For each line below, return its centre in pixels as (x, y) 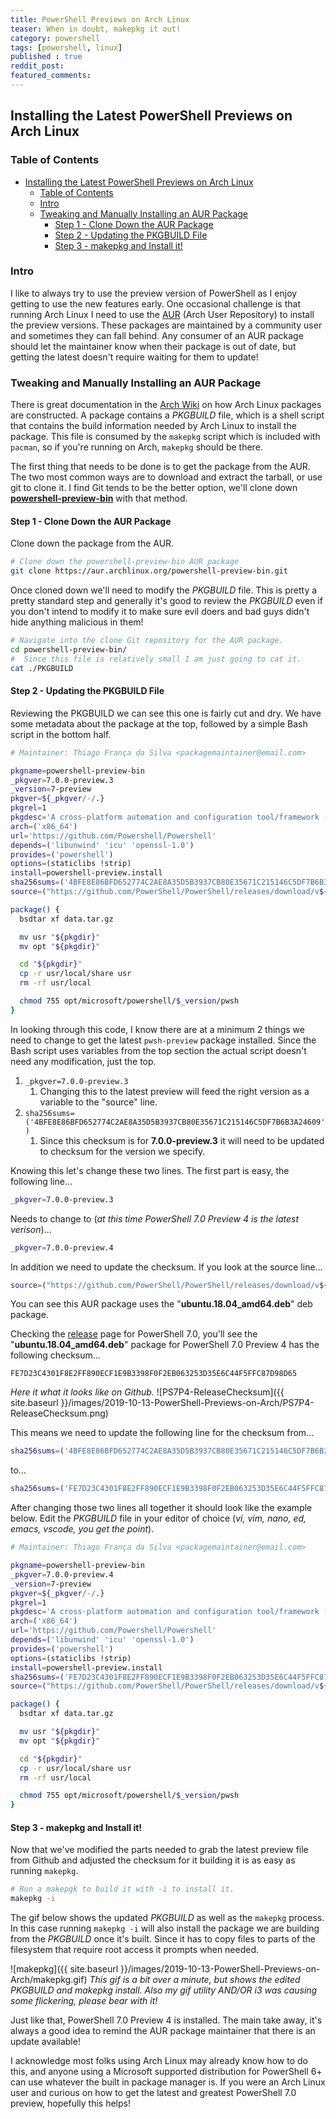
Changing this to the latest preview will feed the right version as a (174, 1091)
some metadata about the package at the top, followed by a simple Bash (159, 723)
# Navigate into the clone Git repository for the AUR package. (147, 641)
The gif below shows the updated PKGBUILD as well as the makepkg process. (167, 1918)
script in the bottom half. (61, 734)
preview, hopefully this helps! (70, 2103)
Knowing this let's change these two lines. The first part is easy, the (150, 1170)
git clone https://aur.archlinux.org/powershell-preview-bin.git (149, 571)
